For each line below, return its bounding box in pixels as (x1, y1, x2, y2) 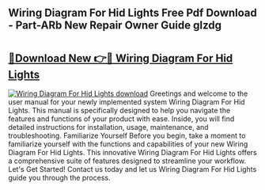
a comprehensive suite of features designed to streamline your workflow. (8, 156, 247, 165)
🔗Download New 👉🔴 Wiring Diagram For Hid (8, 51, 233, 65)
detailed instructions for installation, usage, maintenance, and (8, 123, 209, 131)
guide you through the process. (8, 173, 111, 182)
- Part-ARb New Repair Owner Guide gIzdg (8, 19, 222, 32)
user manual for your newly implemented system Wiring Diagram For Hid (8, 97, 245, 106)
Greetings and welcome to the (150, 89, 248, 98)
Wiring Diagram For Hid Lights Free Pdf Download (8, 6, 257, 20)
